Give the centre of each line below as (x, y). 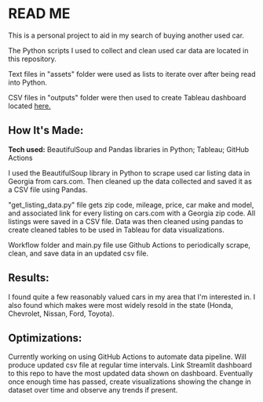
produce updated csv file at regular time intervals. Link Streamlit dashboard (130, 365)
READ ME (39, 14)
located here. (29, 106)
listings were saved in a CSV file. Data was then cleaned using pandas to (126, 221)
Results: (29, 278)
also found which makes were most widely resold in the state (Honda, (121, 305)
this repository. (33, 59)
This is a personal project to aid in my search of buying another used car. (126, 35)
